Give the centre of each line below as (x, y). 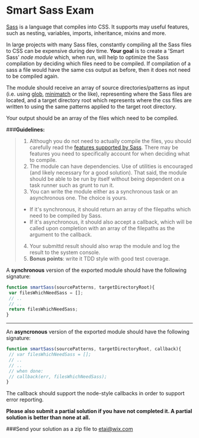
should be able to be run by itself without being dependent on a (107, 179)
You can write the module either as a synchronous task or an (104, 191)
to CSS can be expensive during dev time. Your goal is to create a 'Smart (95, 50)
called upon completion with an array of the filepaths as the (102, 228)
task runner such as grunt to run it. (72, 185)
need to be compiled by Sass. (66, 215)
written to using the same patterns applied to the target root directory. (91, 106)
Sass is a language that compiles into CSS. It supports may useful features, (98, 27)
